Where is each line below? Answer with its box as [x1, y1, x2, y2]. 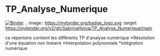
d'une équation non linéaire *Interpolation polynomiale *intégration [5, 40, 143, 46]
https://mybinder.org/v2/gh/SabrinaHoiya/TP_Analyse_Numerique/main [5, 25, 152, 31]
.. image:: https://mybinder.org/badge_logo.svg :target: [24, 20, 138, 26]
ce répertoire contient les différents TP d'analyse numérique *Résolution [5, 35, 155, 41]
